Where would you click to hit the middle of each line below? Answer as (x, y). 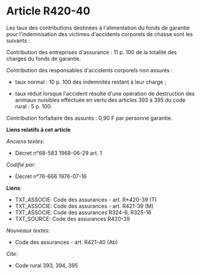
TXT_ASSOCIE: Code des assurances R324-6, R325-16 (83, 212)
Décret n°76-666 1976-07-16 (51, 176)
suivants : (18, 40)
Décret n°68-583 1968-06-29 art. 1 (58, 153)
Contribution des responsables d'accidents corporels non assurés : (90, 70)
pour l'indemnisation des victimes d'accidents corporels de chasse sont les (100, 34)
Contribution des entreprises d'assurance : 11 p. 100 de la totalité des (92, 52)
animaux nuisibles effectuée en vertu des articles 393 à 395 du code (100, 100)
